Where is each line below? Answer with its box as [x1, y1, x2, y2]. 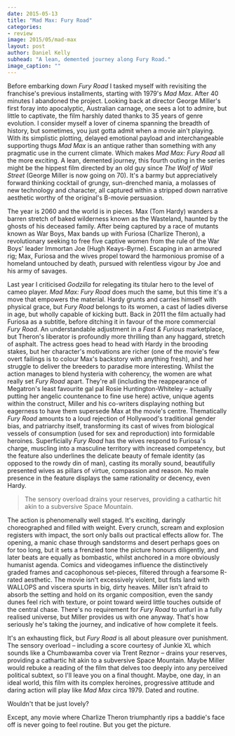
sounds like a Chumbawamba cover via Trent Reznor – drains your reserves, [7, 648, 228, 657]
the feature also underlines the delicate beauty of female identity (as [7, 451, 206, 460]
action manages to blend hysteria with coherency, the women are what [7, 369, 213, 378]
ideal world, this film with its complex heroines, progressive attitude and [7, 678, 215, 687]
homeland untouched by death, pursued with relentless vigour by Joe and [7, 259, 221, 267]
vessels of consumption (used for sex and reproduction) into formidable [7, 429, 215, 437]
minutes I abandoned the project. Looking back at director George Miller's [7, 96, 221, 105]
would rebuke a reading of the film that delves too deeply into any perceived [7, 663, 228, 672]
